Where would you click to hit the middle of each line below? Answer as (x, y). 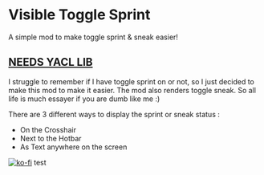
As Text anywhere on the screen (73, 147)
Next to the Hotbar (51, 138)
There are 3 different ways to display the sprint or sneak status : (114, 114)
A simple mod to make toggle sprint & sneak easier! (93, 37)
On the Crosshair (48, 129)
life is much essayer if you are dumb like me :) (84, 99)
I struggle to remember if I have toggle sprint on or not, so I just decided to (131, 81)
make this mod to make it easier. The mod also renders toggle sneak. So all (132, 90)
